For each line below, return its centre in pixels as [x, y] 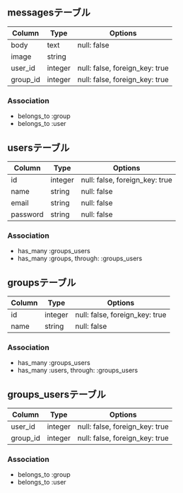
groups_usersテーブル [57, 394]
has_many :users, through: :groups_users [78, 371]
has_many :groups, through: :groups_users [80, 259]
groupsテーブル [42, 283]
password [27, 214]
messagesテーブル [49, 13]
